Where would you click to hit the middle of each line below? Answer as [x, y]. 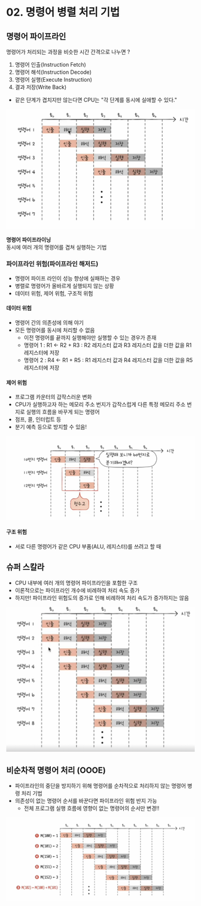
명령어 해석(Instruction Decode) [53, 72]
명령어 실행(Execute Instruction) [54, 79]
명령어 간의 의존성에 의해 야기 [49, 323]
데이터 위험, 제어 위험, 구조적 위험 [54, 293]
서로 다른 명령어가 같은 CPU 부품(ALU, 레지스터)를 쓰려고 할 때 [88, 547]
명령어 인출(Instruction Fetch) [51, 64]
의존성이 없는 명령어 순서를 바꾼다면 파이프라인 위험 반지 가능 [86, 801]
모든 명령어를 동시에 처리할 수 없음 [55, 330]
